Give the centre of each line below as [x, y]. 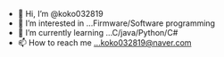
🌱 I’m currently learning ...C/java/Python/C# [98, 33]
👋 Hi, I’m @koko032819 [61, 14]
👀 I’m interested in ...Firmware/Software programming [116, 23]
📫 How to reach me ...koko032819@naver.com [104, 43]
